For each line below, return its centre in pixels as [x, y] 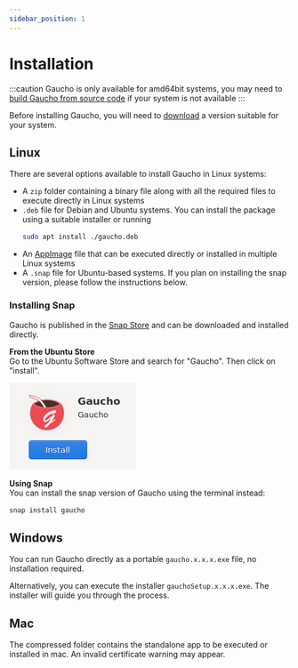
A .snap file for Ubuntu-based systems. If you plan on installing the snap [154, 273]
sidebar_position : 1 [48, 19]
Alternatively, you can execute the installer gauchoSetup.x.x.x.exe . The [139, 586]
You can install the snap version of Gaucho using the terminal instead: [137, 493]
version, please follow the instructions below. [105, 282]
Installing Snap [42, 305]
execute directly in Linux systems [83, 201]
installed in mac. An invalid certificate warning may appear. [117, 655]
